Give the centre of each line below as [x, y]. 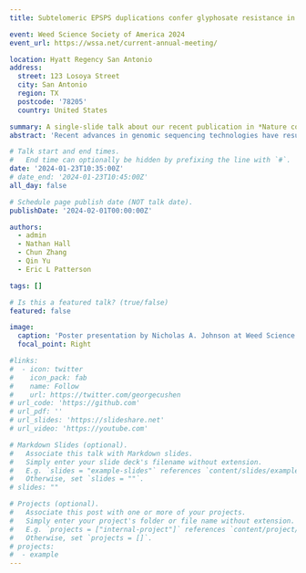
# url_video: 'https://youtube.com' [79, 429]
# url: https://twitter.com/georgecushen [95, 395]
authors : [26, 227]
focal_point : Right [55, 344]
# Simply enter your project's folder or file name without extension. [153, 521]
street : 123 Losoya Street [69, 77]
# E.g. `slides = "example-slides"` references [106, 471]
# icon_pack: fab [49, 378]
